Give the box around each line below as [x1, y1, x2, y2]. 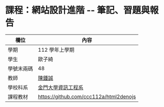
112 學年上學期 [38, 46, 74, 53]
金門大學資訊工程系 [38, 84, 84, 91]
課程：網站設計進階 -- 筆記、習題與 [5, 5, 150, 16]
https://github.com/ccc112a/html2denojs [38, 93, 136, 100]
